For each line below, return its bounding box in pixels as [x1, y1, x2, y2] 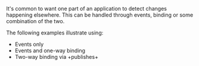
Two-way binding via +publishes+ [14, 54, 98, 60]
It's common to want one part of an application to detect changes [6, 5, 167, 12]
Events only [14, 41, 44, 48]
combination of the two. [6, 18, 65, 24]
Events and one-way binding [14, 47, 85, 54]
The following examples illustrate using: [6, 29, 104, 36]
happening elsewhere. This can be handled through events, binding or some [6, 11, 194, 18]
